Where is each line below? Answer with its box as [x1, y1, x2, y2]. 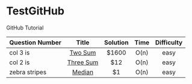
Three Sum [67, 58, 99, 67]
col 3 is [9, 48, 30, 56]
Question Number [9, 38, 62, 46]
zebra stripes [9, 68, 47, 76]
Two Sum [69, 48, 96, 56]
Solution [104, 38, 129, 46]
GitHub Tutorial [6, 24, 44, 31]
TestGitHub [6, 4, 65, 18]
